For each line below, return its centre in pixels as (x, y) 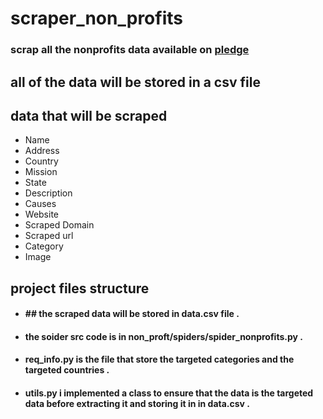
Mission (41, 172)
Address (42, 151)
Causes (40, 204)
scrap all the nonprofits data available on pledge (130, 50)
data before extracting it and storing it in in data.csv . (137, 404)
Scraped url (49, 236)
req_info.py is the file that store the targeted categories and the (159, 359)
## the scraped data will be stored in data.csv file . (132, 314)
